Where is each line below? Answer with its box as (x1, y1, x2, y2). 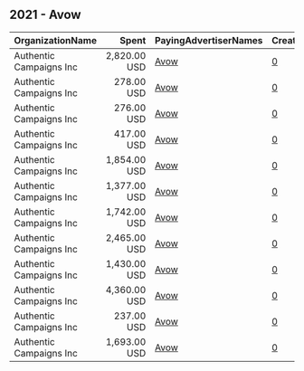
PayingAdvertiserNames (155, 33, 263, 46)
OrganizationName (14, 33, 98, 46)
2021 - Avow (9, 7, 81, 23)
